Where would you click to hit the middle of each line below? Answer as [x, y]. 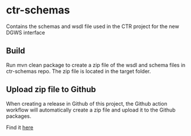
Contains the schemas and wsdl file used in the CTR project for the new [93, 26]
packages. [19, 116]
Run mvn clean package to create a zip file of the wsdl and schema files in [96, 65]
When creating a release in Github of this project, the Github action [87, 103]
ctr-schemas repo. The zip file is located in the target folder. [79, 71]
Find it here [20, 127]
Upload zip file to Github [51, 90]
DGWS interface [26, 32]
